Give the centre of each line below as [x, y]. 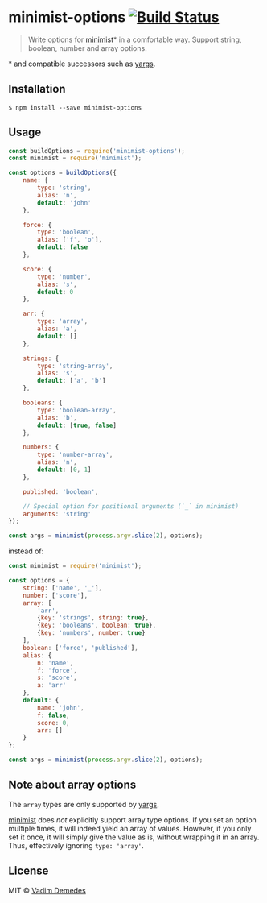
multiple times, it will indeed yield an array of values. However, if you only [130, 828]
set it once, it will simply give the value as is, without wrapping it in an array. [134, 837]
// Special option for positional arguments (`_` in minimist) [131, 506]
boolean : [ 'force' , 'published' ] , [80, 648]
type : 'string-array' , [75, 366]
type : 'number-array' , [75, 455]
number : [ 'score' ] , [55, 595]
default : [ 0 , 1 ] [64, 470]
